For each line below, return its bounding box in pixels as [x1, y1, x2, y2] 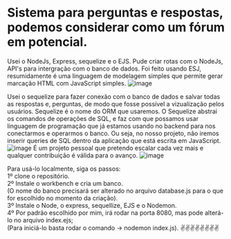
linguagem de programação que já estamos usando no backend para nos [7, 122, 216, 130]
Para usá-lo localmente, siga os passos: [7, 164, 121, 173]
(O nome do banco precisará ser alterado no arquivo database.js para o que [7, 187, 223, 195]
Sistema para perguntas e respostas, [7, 5, 223, 21]
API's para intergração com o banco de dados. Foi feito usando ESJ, [7, 64, 202, 73]
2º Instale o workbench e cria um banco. [7, 179, 123, 187]
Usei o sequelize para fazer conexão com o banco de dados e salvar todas [7, 92, 221, 101]
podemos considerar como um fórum [7, 19, 225, 35]
